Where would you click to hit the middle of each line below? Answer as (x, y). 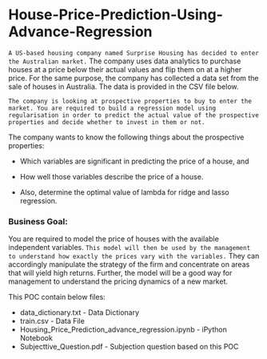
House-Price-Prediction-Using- (116, 15)
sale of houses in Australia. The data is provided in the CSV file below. (124, 87)
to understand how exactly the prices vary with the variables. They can (134, 256)
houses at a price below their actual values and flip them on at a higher (125, 69)
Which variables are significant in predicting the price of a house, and (134, 161)
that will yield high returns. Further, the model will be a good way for (120, 273)
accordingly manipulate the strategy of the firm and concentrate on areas (129, 264)
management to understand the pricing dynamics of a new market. (118, 281)
